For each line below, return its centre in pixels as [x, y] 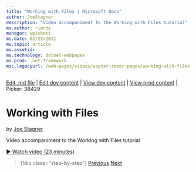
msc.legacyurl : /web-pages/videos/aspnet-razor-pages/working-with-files [98, 66]
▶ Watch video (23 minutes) [40, 152]
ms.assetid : [21, 50]
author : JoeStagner [30, 17]
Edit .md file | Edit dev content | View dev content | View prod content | [92, 83]
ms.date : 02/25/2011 [31, 39]
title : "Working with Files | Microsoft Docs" [64, 11]
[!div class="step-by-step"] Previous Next [71, 163]
